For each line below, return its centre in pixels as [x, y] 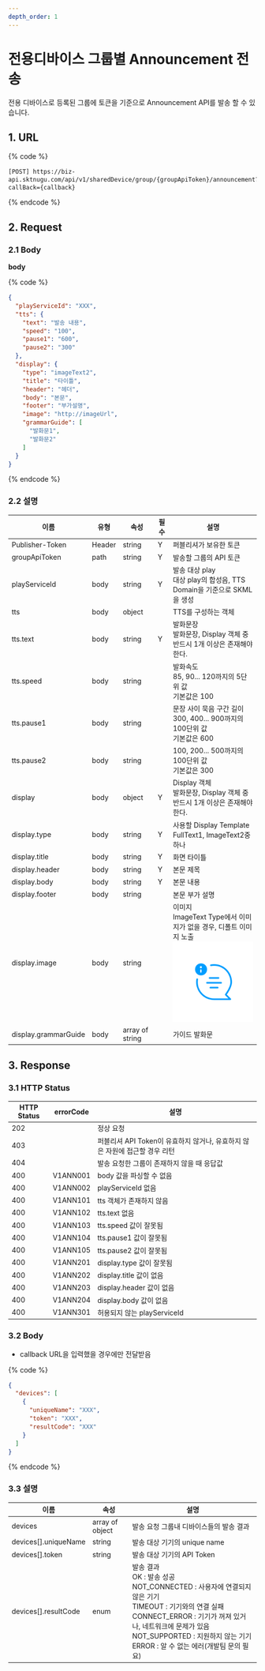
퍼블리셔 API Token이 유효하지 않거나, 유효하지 [170, 1140]
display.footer [34, 894]
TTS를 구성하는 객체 [203, 612]
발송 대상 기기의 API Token [174, 1555]
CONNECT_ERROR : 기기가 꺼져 [182, 1617]
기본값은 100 [193, 696]
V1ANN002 [71, 1188]
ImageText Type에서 [205, 917]
